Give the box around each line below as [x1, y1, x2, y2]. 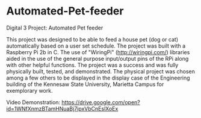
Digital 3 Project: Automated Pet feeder [6, 24, 104, 31]
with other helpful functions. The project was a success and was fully [6, 61, 179, 69]
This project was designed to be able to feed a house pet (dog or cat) [6, 36, 179, 43]
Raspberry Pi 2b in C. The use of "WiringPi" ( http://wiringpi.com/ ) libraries [6, 48, 190, 55]
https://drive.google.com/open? [61, 98, 140, 106]
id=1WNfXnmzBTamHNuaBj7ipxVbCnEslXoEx [6, 105, 119, 112]
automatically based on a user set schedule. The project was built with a [6, 42, 186, 49]
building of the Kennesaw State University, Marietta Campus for [6, 80, 164, 88]
